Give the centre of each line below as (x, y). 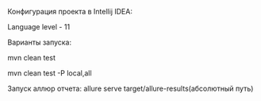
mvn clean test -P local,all (50, 73)
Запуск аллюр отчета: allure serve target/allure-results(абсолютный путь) (130, 88)
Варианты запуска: (40, 42)
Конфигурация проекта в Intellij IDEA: (70, 12)
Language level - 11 (39, 27)
